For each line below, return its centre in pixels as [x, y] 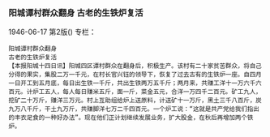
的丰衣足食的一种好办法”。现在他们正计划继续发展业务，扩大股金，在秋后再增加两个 [128, 118]
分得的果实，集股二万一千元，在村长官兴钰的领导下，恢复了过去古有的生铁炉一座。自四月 [135, 75]
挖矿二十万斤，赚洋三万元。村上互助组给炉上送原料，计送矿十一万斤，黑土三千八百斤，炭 [135, 101]
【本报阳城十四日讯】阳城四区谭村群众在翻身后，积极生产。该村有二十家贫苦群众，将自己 [135, 66]
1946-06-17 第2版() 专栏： [52, 32]
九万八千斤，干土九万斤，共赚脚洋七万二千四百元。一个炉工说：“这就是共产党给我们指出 [134, 109]
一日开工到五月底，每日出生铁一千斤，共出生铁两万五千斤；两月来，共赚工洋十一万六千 [132, 83]
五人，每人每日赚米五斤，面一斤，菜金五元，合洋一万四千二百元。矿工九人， [153, 92]
